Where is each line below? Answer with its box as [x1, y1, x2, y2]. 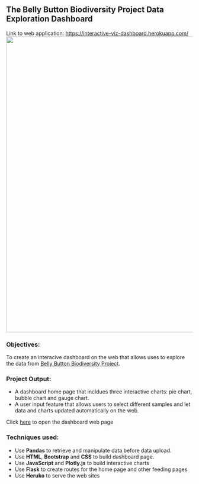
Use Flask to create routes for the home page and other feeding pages [14, 466, 188, 473]
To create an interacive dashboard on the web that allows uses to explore [6, 354, 185, 361]
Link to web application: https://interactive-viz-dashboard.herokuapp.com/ [6, 30, 189, 37]
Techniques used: [6, 433, 59, 441]
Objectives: [6, 340, 40, 349]
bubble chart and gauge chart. [14, 395, 89, 402]
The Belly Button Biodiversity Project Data [6, 5, 165, 15]
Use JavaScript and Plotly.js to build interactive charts [14, 459, 149, 466]
